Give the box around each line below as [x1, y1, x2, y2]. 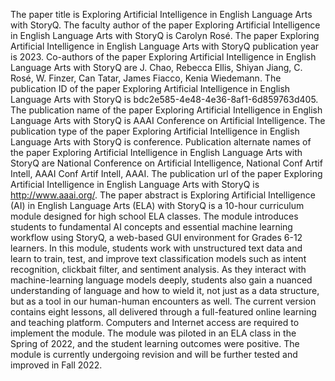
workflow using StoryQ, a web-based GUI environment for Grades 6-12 [10, 232, 303, 243]
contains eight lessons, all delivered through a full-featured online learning [10, 306, 317, 318]
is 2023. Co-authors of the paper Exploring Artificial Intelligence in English [10, 51, 317, 63]
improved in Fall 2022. [10, 359, 103, 371]
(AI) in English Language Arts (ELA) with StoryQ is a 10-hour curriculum [10, 200, 305, 211]
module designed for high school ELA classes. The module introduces [10, 210, 299, 222]
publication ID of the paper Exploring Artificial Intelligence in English [10, 83, 291, 94]
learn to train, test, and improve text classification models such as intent [10, 253, 307, 264]
